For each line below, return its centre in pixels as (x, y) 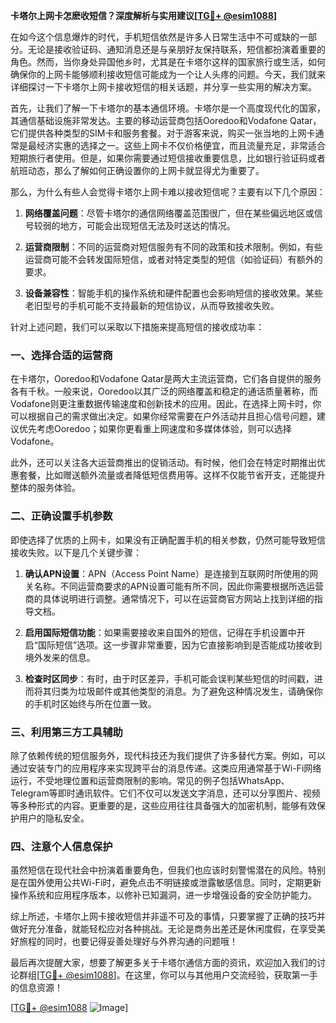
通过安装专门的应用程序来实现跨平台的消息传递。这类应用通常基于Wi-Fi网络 (166, 768)
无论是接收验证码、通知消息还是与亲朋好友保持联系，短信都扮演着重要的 (176, 49)
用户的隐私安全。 (54, 818)
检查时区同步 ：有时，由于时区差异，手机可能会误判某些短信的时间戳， (169, 678)
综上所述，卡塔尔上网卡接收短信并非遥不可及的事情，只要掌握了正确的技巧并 (168, 916)
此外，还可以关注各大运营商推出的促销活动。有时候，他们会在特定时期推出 (163, 463)
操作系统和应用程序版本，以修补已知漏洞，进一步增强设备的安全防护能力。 (163, 895)
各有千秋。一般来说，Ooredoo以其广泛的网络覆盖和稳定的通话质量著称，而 (164, 391)
